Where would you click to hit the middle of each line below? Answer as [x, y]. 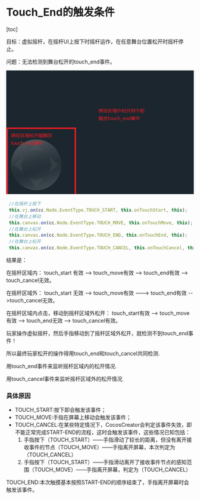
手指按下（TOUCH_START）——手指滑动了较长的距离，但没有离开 [105, 440]
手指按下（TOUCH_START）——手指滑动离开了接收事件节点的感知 [105, 462]
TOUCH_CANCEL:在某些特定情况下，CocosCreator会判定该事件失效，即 [103, 425]
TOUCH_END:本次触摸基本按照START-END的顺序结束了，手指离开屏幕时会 [98, 482]
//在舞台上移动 [25, 216]
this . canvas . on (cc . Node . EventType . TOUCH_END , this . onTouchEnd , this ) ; [98, 235]
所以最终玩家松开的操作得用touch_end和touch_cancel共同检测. [83, 354]
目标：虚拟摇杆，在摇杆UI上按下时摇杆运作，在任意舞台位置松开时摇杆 [92, 41]
